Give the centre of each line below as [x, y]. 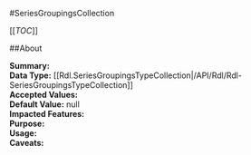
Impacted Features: [47, 114]
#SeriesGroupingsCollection [62, 13]
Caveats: [27, 143]
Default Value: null [44, 104]
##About [26, 48]
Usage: [24, 133]
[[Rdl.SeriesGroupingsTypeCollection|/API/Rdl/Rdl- [148, 75]
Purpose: [27, 123]
